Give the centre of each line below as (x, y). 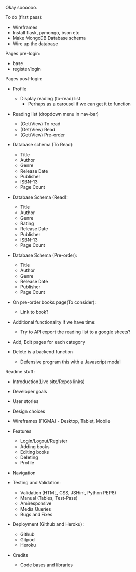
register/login (26, 69)
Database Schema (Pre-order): (45, 255)
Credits (20, 555)
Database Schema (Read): (40, 197)
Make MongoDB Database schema (49, 38)
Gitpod (27, 539)
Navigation (24, 473)
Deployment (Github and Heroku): (48, 524)
